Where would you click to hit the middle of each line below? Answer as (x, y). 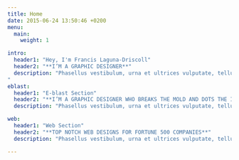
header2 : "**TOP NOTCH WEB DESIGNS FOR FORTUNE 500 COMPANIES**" (113, 132)
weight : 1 (35, 41)
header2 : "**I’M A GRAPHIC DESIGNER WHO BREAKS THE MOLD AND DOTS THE (121, 100)
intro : (17, 53)
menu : (15, 27)
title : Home (25, 14)
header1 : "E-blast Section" (55, 93)
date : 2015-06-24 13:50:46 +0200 (57, 21)
